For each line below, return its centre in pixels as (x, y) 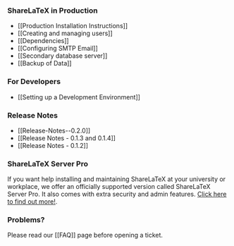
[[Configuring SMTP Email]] (58, 49)
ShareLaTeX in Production (53, 11)
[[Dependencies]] (43, 41)
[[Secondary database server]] (62, 56)
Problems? (26, 220)
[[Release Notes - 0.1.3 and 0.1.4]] (67, 138)
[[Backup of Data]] (44, 63)
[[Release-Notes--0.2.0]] (54, 130)
